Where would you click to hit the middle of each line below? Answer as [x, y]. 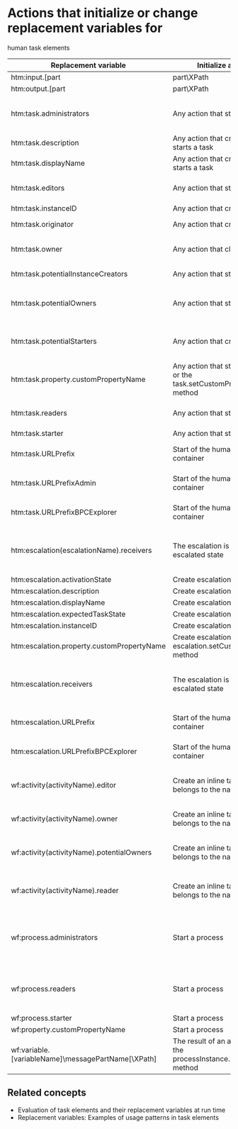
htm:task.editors [38, 188]
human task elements [39, 47]
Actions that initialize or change [103, 13]
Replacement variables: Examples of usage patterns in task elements [118, 1117]
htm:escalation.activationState [61, 579]
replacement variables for [85, 28]
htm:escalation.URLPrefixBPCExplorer [74, 751]
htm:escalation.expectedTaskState [68, 614]
